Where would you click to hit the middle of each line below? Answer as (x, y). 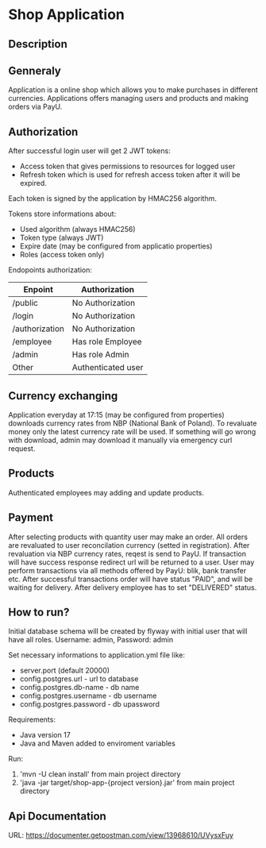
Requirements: (32, 719)
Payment (31, 518)
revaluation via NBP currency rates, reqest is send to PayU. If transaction (127, 553)
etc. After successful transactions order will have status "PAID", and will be (131, 579)
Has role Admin (100, 355)
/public (25, 303)
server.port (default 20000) (64, 671)
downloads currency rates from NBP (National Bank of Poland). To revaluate (133, 423)
